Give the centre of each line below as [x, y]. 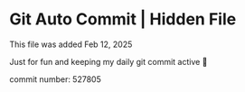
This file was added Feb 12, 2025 [71, 44]
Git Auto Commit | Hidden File [123, 19]
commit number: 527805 [55, 79]
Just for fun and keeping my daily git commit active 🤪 [108, 61]
